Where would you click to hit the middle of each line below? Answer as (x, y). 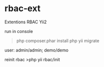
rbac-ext (22, 8)
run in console (19, 31)
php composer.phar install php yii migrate (58, 41)
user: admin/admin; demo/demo (37, 50)
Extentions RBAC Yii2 (26, 22)
